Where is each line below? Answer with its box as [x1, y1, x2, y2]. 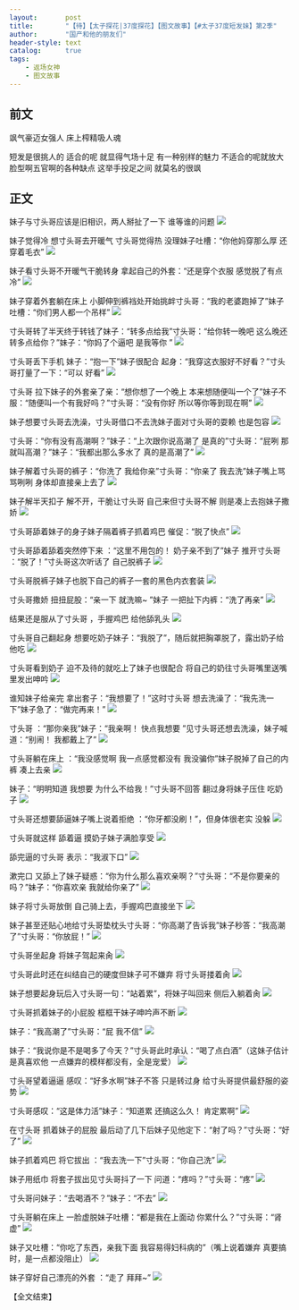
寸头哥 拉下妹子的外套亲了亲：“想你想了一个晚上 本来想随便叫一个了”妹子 [9, 387, 279, 397]
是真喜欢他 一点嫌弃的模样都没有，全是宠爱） [9, 1057, 176, 1068]
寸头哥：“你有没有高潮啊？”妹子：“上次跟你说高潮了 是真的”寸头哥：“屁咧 [9, 436, 279, 447]
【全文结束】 [9, 1291, 56, 1302]
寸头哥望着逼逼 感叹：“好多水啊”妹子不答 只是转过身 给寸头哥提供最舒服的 [9, 1076, 281, 1086]
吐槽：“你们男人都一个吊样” [9, 307, 111, 318]
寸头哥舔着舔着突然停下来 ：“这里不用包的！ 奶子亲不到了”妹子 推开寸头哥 [9, 545, 281, 556]
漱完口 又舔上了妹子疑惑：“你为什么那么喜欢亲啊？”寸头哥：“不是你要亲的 [9, 871, 280, 881]
